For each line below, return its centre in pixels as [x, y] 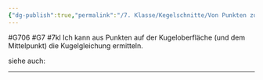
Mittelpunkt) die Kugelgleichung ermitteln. [76, 45]
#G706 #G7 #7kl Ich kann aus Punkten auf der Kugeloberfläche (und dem [127, 37]
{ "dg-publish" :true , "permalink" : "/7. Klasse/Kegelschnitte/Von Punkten [127, 15]
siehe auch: [27, 61]
